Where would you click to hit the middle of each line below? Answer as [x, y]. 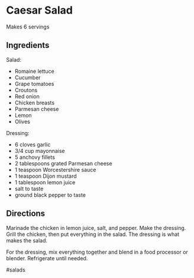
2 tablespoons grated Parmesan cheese [63, 163]
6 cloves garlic [33, 144]
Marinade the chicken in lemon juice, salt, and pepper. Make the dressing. [96, 228]
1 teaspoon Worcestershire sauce [55, 170]
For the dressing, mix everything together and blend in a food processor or [97, 252]
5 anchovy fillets [35, 157]
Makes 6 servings [28, 27]
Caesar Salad [39, 10]
